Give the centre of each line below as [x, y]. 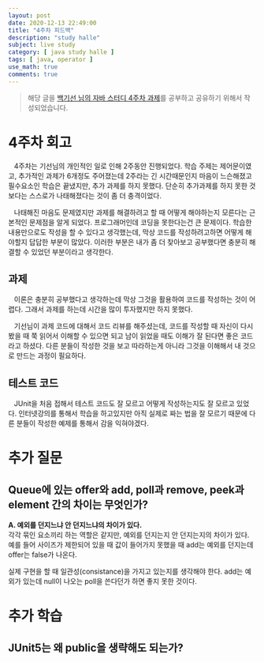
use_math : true [33, 67]
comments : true [33, 74]
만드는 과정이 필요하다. [51, 355]
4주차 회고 [40, 142]
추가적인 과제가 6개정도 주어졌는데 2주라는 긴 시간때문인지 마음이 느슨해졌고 [135, 175]
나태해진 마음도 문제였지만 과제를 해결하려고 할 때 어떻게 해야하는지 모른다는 [131, 212]
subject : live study [42, 45]
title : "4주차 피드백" [41, 30]
